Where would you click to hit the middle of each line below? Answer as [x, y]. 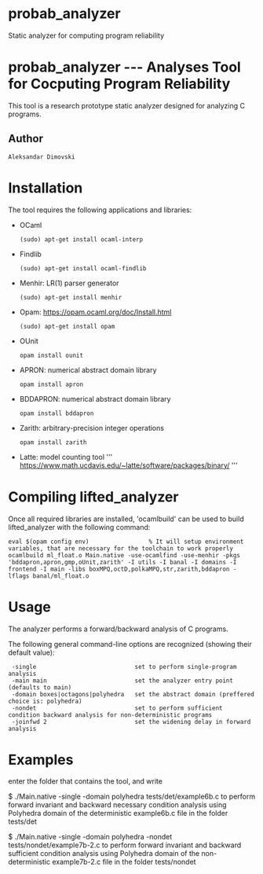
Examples [41, 760]
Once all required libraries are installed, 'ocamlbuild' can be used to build [126, 519]
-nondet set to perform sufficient [117, 708]
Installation [46, 187]
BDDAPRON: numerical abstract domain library [95, 398]
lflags [19, 576]
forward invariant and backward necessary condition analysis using [117, 805]
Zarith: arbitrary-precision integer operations [92, 428]
